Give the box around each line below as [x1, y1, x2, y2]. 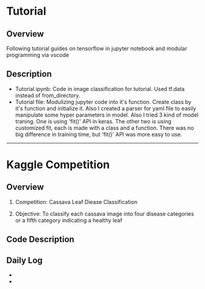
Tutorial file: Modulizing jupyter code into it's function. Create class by [15, 98, 192, 105]
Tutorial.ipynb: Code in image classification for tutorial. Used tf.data [15, 85, 185, 92]
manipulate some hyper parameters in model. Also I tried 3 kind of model [15, 111, 199, 119]
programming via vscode [6, 51, 69, 59]
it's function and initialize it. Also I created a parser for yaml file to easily [15, 104, 196, 112]
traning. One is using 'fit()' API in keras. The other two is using [15, 117, 172, 125]
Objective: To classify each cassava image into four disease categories [15, 210, 194, 218]
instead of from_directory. [15, 92, 81, 99]
